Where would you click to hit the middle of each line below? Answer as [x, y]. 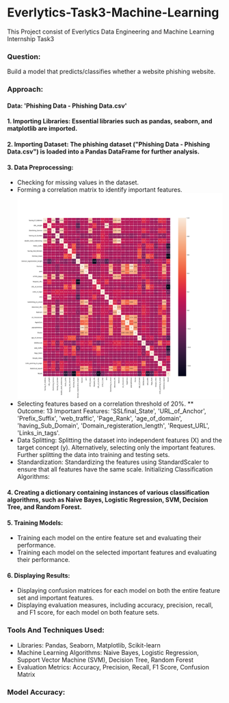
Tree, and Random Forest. [44, 507]
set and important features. [55, 598]
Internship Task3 [31, 38]
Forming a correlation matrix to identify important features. [99, 190]
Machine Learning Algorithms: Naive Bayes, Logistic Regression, [108, 652]
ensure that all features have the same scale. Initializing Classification [115, 469]
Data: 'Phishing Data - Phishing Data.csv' [67, 106]
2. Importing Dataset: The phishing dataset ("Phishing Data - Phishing [109, 144]
